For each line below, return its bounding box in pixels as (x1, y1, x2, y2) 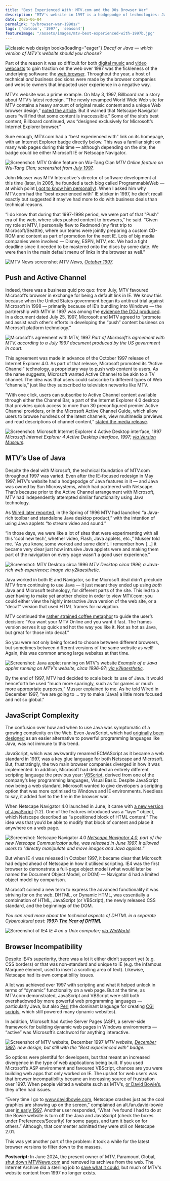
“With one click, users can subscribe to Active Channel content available (5, 391, 157, 398)
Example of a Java (118, 659, 157, 666)
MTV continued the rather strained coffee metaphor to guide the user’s (5, 613, 153, 619)
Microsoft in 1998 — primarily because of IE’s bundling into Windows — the (5, 303, 162, 309)
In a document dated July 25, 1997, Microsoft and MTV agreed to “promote (5, 313, 161, 320)
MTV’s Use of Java (5, 454, 66, 462)
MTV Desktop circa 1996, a (89, 561, 146, 567)
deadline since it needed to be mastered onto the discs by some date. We (5, 244, 159, 250)
